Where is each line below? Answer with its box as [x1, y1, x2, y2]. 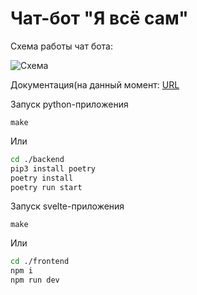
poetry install [10, 173, 74, 183]
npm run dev [10, 275, 60, 286]
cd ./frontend [10, 257, 70, 267]
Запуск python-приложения [10, 98, 129, 110]
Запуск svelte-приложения [10, 200, 125, 212]
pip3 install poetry [10, 163, 97, 174]
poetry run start [10, 182, 83, 192]
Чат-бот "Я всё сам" [10, 7, 189, 30]
